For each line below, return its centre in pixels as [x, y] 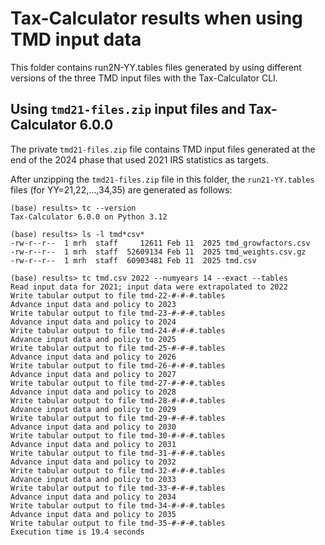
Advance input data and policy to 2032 [93, 462]
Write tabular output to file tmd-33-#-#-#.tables [118, 488]
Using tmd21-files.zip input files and [128, 109]
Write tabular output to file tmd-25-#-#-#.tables [118, 348]
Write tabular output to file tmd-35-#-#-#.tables [118, 523]
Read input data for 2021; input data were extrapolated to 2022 [149, 287]
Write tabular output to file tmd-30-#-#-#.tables [118, 435]
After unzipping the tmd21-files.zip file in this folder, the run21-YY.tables [162, 179]
